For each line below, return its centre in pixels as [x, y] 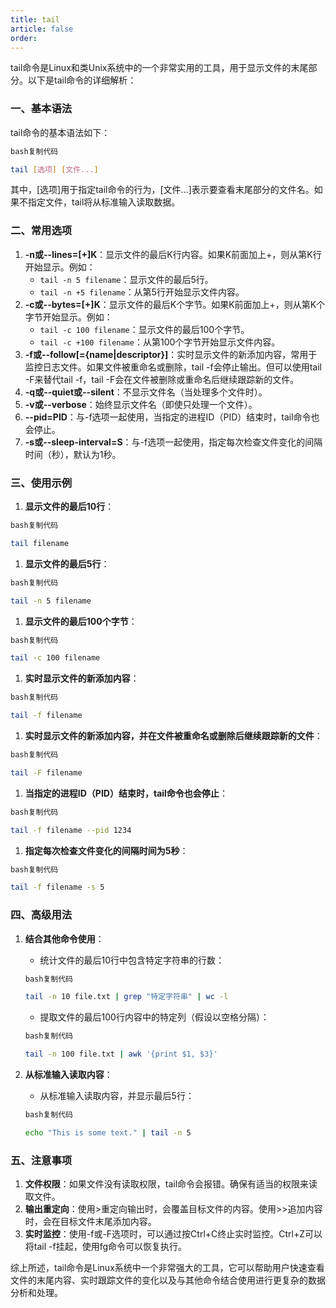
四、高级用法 [41, 915]
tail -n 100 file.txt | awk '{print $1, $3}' [121, 1054]
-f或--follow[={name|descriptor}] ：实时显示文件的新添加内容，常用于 [171, 354]
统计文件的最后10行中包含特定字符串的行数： [132, 960]
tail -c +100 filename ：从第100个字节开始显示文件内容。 [160, 342]
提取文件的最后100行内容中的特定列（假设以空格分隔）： [154, 1017]
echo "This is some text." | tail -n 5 [108, 1132]
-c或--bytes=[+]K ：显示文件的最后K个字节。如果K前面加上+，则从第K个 [175, 304]
